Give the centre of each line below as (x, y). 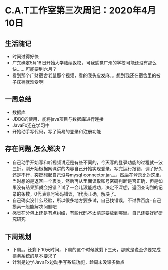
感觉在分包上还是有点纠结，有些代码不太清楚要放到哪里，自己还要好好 (85, 213)
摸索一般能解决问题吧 (34, 206)
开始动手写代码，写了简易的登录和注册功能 (56, 131)
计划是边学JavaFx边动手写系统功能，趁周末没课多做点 (68, 262)
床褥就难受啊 (30, 82)
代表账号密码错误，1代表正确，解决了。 (78, 194)
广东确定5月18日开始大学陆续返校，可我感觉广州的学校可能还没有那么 (85, 63)
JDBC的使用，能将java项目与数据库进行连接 (58, 119)
